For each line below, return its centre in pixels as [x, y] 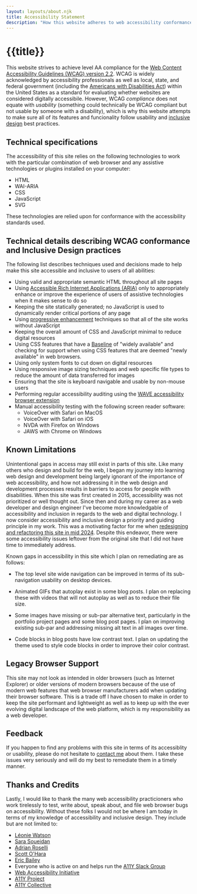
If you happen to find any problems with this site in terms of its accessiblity [97, 747]
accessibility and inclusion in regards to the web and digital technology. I [94, 514]
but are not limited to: [32, 824]
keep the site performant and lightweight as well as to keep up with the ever [98, 703]
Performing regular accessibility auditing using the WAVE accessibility [99, 394]
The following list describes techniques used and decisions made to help [94, 264]
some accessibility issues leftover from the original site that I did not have [95, 538]
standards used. [26, 223]
